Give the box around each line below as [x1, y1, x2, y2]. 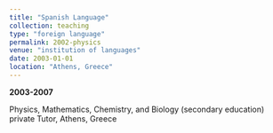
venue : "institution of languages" [9, 46, 141, 55]
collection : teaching [9, 21, 90, 30]
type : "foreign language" [9, 29, 105, 38]
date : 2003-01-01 [9, 54, 74, 63]
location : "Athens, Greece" [9, 63, 114, 72]
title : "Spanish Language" [9, 12, 109, 22]
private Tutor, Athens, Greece [9, 113, 117, 124]
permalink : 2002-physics [9, 37, 101, 47]
